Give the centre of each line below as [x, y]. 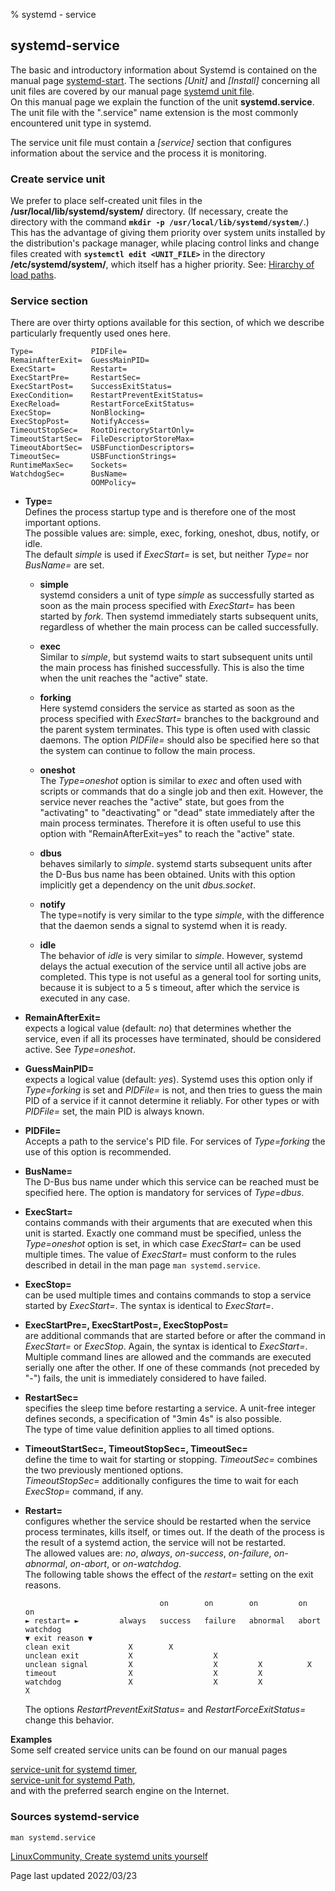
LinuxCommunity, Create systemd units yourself [109, 1856]
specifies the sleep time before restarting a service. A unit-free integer [170, 1408]
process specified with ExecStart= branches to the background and [179, 719]
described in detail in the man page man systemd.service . [142, 1265]
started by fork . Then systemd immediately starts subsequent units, [179, 616]
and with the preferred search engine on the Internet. [120, 1791]
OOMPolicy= [113, 483]
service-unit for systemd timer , [74, 1770]
